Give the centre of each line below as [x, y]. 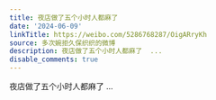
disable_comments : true [54, 59]
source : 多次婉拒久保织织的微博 [63, 43]
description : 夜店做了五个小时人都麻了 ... [86, 51]
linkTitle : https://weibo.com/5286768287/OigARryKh [108, 34]
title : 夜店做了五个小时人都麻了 [64, 18]
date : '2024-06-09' [46, 26]
